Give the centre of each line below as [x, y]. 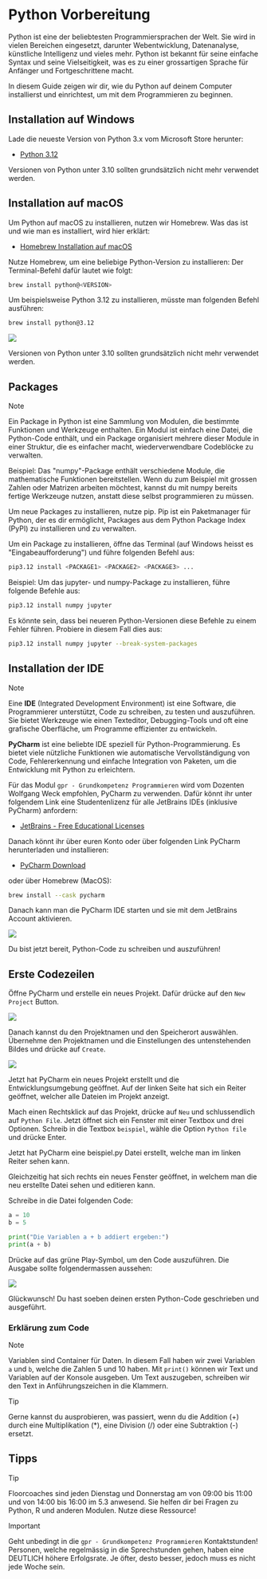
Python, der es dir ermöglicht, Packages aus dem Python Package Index [127, 520]
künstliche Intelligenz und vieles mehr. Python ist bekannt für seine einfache [133, 53]
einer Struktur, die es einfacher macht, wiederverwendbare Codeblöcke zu [131, 447]
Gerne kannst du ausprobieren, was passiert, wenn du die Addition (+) [124, 1417]
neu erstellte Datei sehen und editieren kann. [82, 1185]
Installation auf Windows [72, 120]
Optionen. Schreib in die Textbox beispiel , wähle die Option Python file [128, 1129]
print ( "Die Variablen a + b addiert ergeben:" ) [89, 1237]
